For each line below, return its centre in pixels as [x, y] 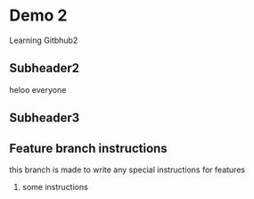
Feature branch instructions [88, 148]
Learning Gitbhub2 [44, 40]
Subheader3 [45, 118]
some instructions [55, 187]
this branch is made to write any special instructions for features [127, 170]
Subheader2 [45, 68]
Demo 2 [38, 16]
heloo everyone [38, 89]
